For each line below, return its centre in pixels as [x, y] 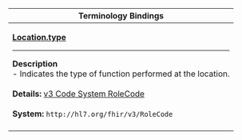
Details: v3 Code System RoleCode [79, 94]
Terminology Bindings [121, 16]
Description [35, 64]
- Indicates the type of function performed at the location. [121, 74]
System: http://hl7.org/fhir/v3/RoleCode [93, 114]
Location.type [39, 37]
